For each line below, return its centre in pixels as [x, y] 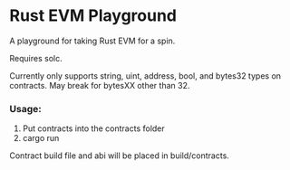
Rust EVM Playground [93, 16]
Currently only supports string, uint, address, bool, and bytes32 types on [145, 76]
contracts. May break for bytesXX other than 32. [100, 85]
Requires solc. [36, 58]
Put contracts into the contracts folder [93, 128]
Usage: [26, 109]
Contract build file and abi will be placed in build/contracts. [119, 156]
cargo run [41, 138]
